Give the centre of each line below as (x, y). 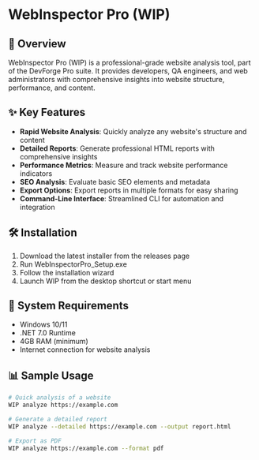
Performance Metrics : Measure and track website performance (124, 165)
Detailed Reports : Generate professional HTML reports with (117, 148)
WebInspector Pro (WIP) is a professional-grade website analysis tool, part (129, 62)
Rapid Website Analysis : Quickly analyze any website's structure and (133, 131)
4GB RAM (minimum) (54, 342)
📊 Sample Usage (51, 375)
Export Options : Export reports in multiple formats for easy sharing (129, 190)
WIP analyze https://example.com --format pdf (86, 448)
